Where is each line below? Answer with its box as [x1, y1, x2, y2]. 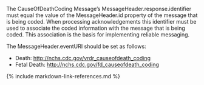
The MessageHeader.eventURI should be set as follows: [6, 42, 147, 50]
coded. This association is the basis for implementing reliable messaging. [6, 31, 190, 38]
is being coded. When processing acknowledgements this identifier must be [6, 18, 197, 25]
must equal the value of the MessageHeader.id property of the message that [6, 12, 198, 19]
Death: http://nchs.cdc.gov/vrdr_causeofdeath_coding [15, 55, 151, 61]
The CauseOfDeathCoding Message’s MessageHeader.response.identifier [6, 5, 192, 12]
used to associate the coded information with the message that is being [6, 24, 185, 32]
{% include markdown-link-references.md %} [6, 73, 120, 80]
